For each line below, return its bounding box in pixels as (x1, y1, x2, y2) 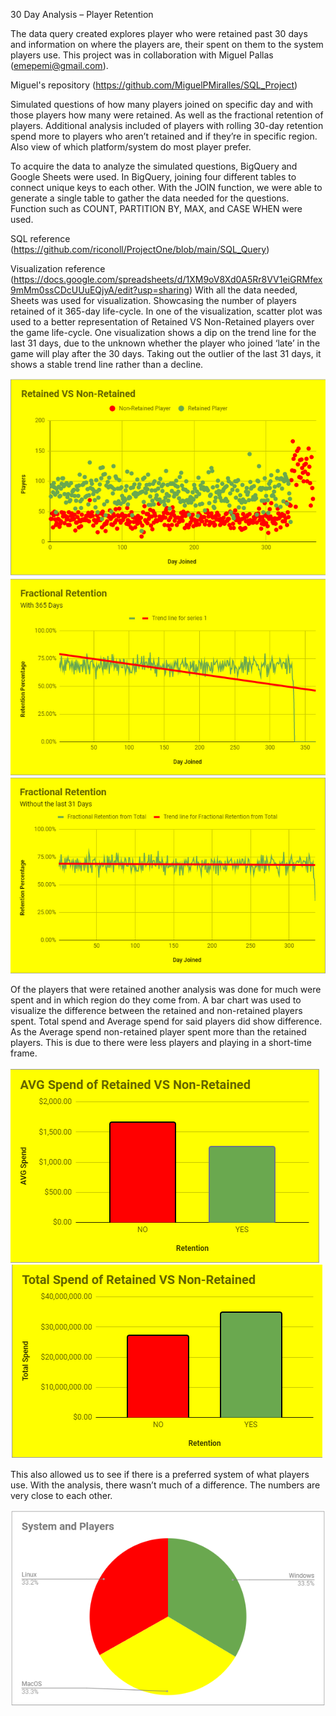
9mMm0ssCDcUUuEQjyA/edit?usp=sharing (10, 284, 190, 296)
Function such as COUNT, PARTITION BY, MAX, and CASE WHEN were (10, 203, 303, 214)
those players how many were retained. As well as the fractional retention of (10, 109, 324, 121)
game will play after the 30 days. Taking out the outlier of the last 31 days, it (10, 348, 322, 359)
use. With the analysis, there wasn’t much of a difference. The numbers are (10, 1479, 321, 1491)
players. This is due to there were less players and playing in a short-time (10, 1037, 312, 1049)
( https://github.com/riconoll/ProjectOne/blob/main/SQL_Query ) (10, 244, 270, 255)
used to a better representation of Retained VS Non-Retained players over (10, 316, 315, 328)
